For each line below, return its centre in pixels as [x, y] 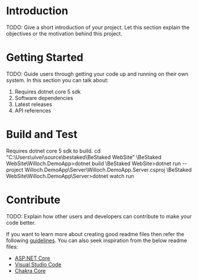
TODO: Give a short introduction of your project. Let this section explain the [98, 27]
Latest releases [33, 104]
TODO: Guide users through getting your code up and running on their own [98, 74]
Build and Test [42, 135]
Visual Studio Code [38, 264]
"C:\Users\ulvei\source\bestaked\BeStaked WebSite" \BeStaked [84, 157]
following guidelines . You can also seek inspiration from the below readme [97, 240]
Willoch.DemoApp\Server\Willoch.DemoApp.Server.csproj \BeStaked [108, 169]
